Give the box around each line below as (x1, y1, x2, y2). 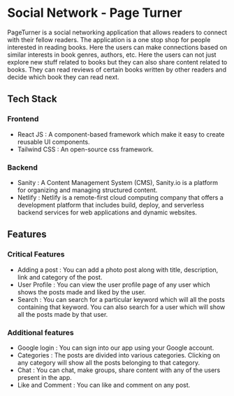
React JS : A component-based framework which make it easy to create (17, 130, 225, 138)
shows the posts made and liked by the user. (17, 287, 147, 296)
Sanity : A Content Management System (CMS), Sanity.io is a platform (17, 178, 219, 186)
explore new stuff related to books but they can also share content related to (7, 57, 228, 66)
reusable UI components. (17, 137, 90, 146)
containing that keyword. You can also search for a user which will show (17, 303, 226, 311)
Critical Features (7, 250, 65, 259)
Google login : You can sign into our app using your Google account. (17, 343, 214, 352)
